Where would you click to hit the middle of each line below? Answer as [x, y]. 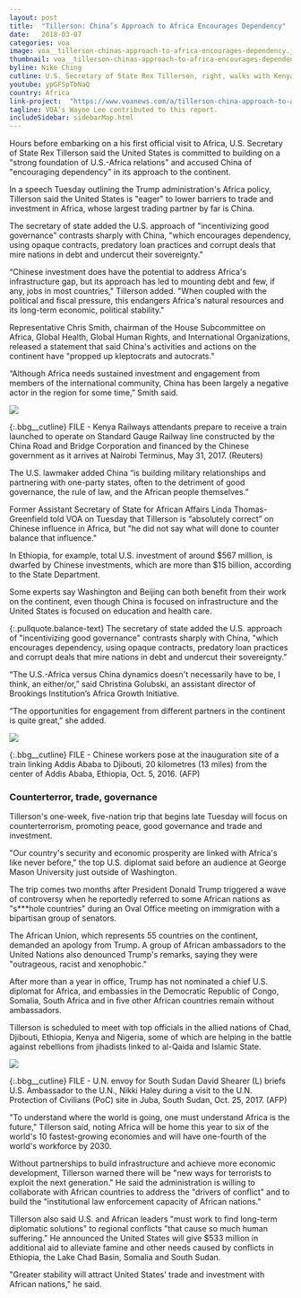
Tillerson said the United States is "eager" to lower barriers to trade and [142, 199]
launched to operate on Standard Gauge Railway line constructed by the [142, 437]
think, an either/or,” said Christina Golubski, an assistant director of [133, 684]
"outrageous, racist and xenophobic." [78, 964]
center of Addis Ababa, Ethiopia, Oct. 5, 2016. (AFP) [105, 774]
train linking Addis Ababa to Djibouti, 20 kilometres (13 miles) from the [138, 764]
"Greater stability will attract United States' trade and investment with [137, 1275]
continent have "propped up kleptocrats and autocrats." [112, 357]
